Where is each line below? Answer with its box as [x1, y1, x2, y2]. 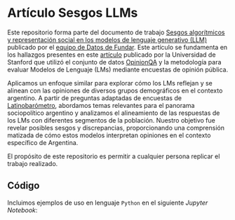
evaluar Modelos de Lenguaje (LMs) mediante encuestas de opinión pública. [7, 65, 229, 74]
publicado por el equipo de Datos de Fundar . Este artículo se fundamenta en [7, 43, 228, 51]
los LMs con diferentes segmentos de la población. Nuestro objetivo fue [7, 116, 215, 124]
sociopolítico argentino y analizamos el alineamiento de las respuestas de [7, 109, 220, 117]
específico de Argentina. [7, 138, 79, 146]
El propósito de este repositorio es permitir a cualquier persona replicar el [7, 152, 220, 160]
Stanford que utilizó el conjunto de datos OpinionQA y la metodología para [7, 57, 222, 66]
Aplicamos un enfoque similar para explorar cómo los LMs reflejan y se [7, 78, 213, 87]
